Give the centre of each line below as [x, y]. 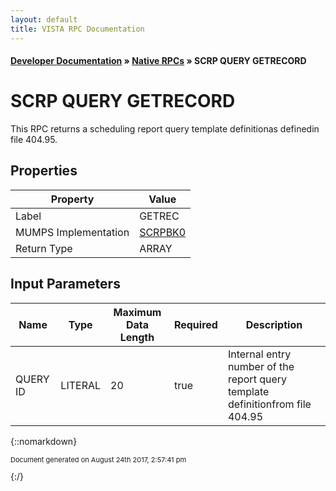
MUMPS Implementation [72, 232]
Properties [44, 171]
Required [195, 324]
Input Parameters [65, 284]
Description [274, 324]
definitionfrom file [269, 404]
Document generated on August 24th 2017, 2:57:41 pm [98, 459]
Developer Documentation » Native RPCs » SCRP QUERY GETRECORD [158, 61]
